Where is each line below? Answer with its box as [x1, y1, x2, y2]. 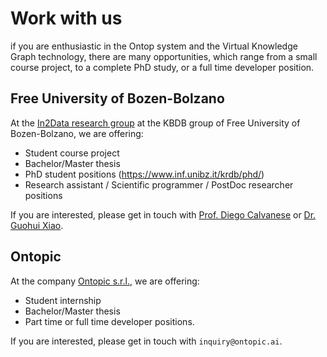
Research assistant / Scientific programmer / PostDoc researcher [24, 178, 294, 191]
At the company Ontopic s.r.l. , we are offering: [10, 275, 200, 287]
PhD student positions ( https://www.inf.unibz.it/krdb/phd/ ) [24, 168, 265, 180]
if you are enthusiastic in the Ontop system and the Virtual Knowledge [10, 40, 298, 52]
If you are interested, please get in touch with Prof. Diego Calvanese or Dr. [10, 208, 317, 221]
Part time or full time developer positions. [24, 315, 195, 327]
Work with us [10, 7, 123, 30]
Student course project [24, 147, 120, 159]
